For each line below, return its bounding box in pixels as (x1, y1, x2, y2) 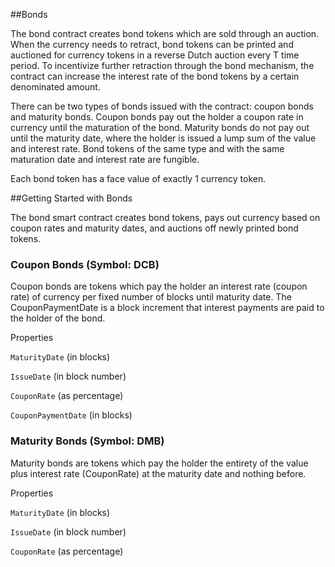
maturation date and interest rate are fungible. (10, 154, 200, 165)
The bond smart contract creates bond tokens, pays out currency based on (10, 212, 321, 223)
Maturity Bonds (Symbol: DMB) (10, 434, 165, 448)
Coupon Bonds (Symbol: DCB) (10, 257, 160, 271)
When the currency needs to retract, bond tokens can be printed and (10, 39, 294, 50)
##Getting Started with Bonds (10, 192, 133, 204)
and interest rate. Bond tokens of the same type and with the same (10, 143, 285, 154)
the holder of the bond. (10, 312, 106, 324)
